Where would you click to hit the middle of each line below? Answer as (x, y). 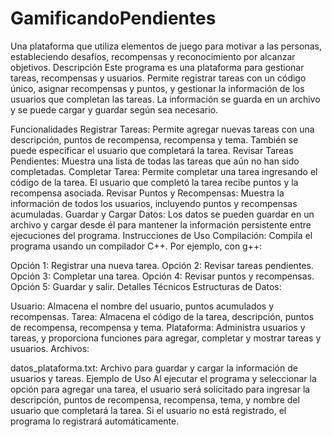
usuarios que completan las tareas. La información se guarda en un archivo (165, 99)
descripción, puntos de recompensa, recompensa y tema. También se (154, 139)
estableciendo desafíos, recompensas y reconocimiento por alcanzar (153, 56)
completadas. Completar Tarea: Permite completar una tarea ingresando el (164, 171)
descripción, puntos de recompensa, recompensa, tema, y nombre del (155, 399)
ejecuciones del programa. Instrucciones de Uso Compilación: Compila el (161, 235)
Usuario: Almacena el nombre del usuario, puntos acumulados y (142, 306)
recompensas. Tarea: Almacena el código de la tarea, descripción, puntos (162, 316)
